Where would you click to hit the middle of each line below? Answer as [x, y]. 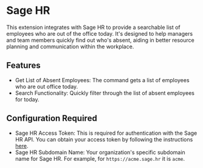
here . [22, 146]
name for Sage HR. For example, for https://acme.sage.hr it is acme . [100, 158]
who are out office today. [46, 86]
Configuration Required [52, 118]
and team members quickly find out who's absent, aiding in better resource [100, 40]
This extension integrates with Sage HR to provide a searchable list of [93, 27]
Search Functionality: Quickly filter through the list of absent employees [105, 93]
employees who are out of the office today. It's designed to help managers [100, 33]
